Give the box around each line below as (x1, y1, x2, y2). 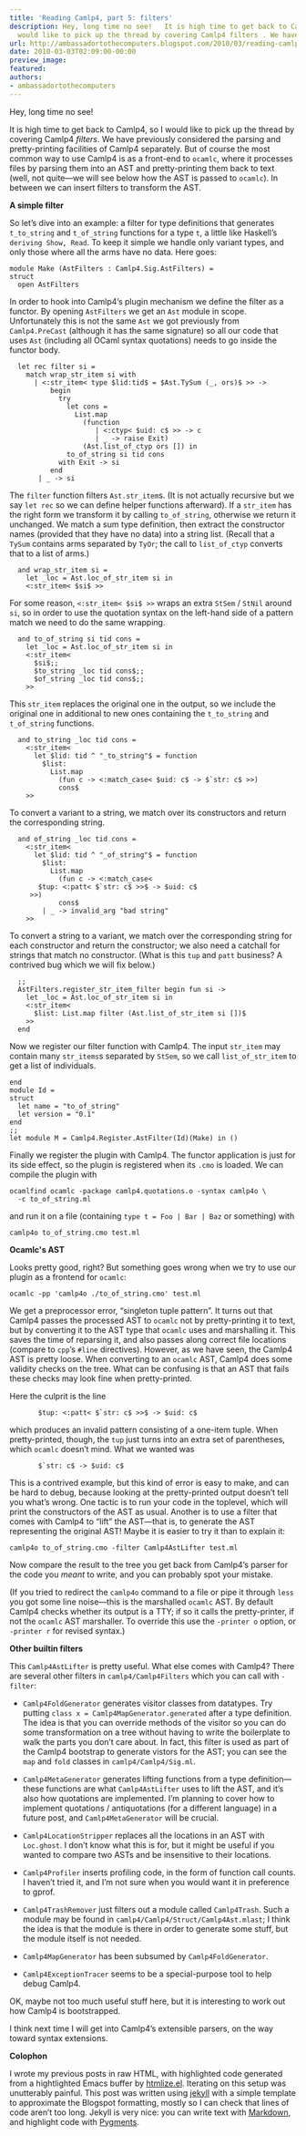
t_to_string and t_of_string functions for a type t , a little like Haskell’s (9, 227, 278, 238)
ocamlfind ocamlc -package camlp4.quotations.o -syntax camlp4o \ (9, 1186, 267, 1195)
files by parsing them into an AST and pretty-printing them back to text (9, 162, 275, 173)
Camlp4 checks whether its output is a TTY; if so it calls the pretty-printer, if (9, 1605, 294, 1616)
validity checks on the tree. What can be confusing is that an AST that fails (9, 1363, 290, 1374)
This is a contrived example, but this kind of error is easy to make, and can (9, 1477, 290, 1488)
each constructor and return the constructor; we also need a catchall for (9, 940, 280, 951)
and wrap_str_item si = (17, 565, 107, 574)
